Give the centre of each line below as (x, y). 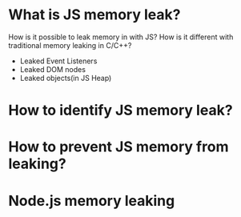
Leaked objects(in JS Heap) (66, 78)
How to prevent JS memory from (118, 147)
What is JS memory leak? (94, 15)
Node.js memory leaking (92, 201)
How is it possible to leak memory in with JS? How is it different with (121, 37)
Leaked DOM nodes (53, 69)
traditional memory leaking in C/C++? (70, 45)
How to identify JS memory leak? (121, 111)
